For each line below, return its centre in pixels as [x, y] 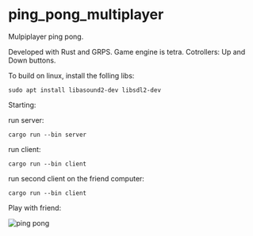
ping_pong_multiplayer [86, 15]
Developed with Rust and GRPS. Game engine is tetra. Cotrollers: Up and [127, 51]
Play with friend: [35, 207]
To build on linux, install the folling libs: [71, 75]
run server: [26, 120]
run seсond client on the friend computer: [77, 178]
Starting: [22, 105]
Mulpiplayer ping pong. [46, 36]
